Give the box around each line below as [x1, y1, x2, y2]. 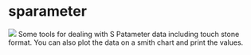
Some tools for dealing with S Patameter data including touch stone [18, 29, 240, 38]
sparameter [8, 2, 88, 20]
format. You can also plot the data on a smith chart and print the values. [8, 38, 244, 47]
